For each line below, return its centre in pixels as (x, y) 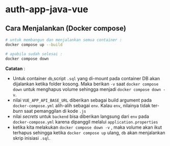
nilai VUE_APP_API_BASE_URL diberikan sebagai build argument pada (82, 100)
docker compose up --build (34, 44)
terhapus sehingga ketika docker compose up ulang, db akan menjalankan (89, 132)
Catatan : (15, 68)
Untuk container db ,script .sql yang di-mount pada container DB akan (86, 78)
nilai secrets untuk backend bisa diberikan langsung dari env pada (81, 116)
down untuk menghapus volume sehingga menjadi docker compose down (87, 89)
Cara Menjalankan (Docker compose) (66, 28)
